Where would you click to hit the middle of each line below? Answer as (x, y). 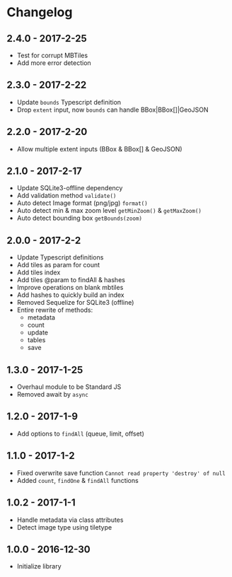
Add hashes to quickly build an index (70, 295)
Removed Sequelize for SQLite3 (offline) (75, 303)
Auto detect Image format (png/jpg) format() (82, 203)
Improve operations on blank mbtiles (70, 288)
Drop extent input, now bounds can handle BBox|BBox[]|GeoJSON (113, 110)
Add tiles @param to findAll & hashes (71, 280)
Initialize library (39, 566)
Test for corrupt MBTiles (52, 55)
